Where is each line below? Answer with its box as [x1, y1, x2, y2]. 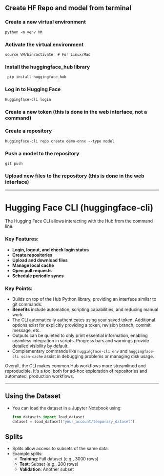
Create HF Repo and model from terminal [5, 4, 132, 12]
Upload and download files [12, 257, 68, 263]
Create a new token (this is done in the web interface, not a [5, 108, 147, 115]
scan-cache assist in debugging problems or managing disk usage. [21, 353, 155, 359]
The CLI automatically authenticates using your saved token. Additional [12, 317, 155, 323]
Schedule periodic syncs [12, 273, 64, 279]
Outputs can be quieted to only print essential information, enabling [12, 333, 148, 338]
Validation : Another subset [19, 466, 74, 472]
